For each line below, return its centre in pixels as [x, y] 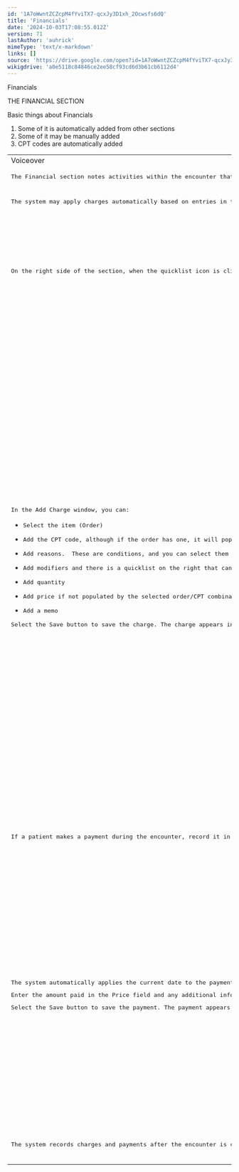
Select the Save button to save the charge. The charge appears [117, 624]
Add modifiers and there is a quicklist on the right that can [128, 568]
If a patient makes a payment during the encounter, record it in [121, 837]
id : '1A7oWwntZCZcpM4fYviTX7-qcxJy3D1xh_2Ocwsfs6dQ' [87, 14]
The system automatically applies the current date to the [108, 983]
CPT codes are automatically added [70, 144]
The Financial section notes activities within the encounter [114, 176]
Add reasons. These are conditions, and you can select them [126, 554]
